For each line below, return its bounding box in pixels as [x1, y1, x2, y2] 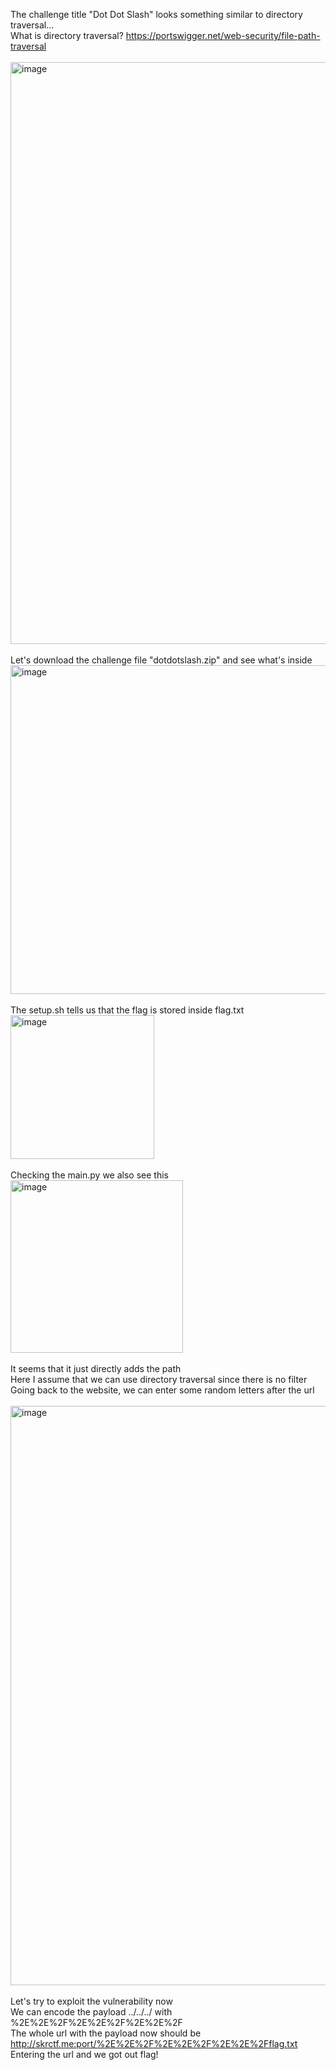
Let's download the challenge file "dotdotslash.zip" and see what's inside [10, 654, 313, 666]
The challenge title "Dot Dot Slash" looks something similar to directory [10, 9, 303, 20]
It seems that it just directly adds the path [10, 1363, 182, 1374]
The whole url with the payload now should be [10, 2027, 202, 2039]
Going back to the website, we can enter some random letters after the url [10, 1384, 315, 1396]
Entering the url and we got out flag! [10, 2049, 159, 2060]
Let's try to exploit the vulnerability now [10, 1995, 173, 2007]
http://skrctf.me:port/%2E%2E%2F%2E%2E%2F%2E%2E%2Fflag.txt [10, 2038, 298, 2049]
